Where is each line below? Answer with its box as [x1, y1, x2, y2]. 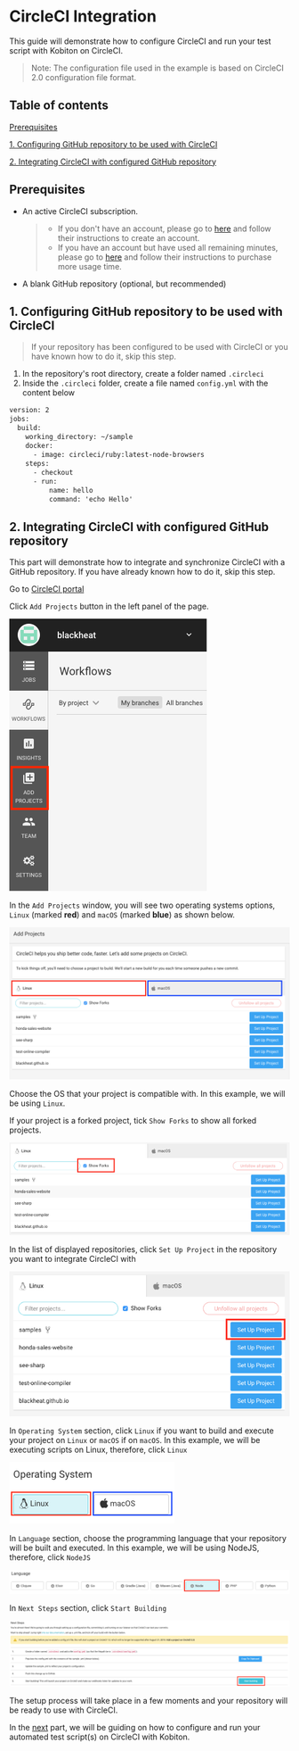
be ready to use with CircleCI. [9, 1705, 118, 1715]
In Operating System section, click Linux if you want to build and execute [9, 1425, 274, 1436]
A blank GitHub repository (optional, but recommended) [21, 278, 227, 289]
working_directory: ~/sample [25, 433, 133, 442]
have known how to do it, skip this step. [30, 351, 176, 362]
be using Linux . [9, 1098, 66, 1108]
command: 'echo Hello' [48, 495, 133, 504]
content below [21, 387, 76, 398]
